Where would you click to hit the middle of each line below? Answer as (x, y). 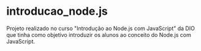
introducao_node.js (57, 11)
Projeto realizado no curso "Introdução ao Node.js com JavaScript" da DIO (100, 28)
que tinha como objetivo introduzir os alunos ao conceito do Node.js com (99, 34)
